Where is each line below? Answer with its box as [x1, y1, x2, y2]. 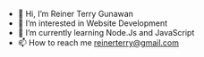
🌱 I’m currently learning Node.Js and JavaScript [17, 28, 195, 37]
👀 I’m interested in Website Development [17, 18, 168, 28]
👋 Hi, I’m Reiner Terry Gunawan [17, 9, 134, 19]
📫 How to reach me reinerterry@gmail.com [17, 37, 179, 48]
